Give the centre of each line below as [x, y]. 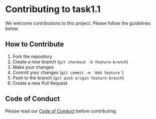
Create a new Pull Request [40, 83]
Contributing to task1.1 [53, 9]
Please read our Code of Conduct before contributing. [61, 111]
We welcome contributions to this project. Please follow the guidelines [78, 23]
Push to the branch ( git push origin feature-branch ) [68, 78]
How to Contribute [35, 44]
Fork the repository [32, 56]
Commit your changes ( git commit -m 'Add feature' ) [68, 72]
